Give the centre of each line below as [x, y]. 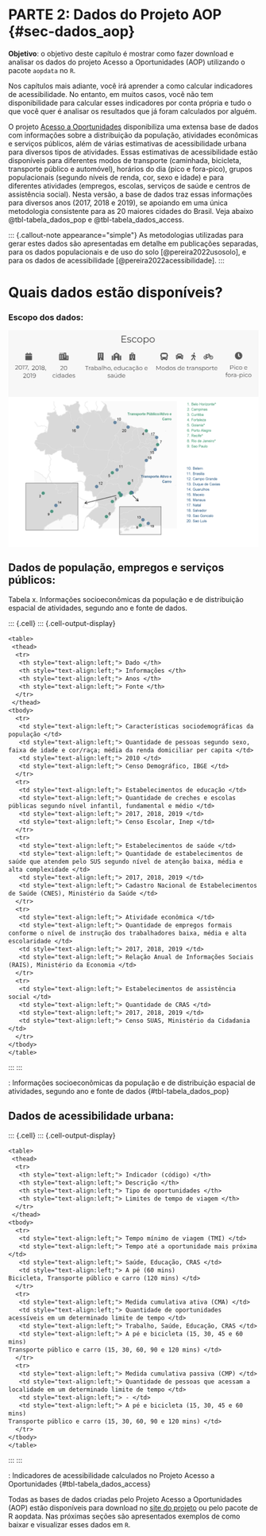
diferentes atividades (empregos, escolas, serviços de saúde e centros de [129, 185]
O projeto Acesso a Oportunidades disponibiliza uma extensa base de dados [133, 126]
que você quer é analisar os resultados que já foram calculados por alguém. [133, 111]
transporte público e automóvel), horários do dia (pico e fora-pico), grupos [130, 169]
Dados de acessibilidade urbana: [91, 1116]
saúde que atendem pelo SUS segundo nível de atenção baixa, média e [126, 861]
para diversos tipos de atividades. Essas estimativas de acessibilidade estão [133, 152]
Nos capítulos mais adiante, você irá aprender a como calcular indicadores [131, 86]
